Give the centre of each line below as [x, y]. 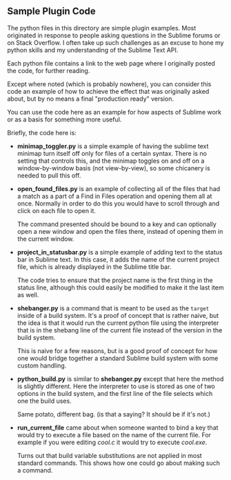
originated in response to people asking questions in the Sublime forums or [114, 35]
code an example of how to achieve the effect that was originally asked [108, 91]
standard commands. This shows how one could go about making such [119, 463]
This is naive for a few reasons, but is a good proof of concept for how [117, 350]
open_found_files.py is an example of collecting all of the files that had [119, 188]
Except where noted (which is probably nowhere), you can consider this [109, 84]
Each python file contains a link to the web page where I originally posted [111, 63]
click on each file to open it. [57, 210]
